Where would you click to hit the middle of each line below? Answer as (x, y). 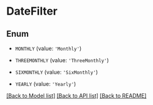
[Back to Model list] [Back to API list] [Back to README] (76, 96)
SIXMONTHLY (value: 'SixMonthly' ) (56, 72)
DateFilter (32, 11)
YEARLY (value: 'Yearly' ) (46, 84)
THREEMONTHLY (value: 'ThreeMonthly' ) (62, 60)
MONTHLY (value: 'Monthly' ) (48, 48)
